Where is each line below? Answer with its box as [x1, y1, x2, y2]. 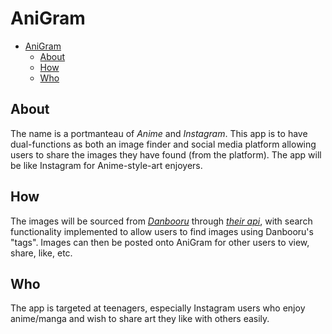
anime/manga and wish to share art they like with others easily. [10, 313, 270, 325]
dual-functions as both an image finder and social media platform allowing [10, 138, 317, 150]
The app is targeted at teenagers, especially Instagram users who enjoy [10, 302, 306, 314]
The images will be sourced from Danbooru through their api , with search [10, 215, 313, 227]
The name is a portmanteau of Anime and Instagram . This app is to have [10, 127, 308, 139]
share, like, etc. [10, 247, 73, 259]
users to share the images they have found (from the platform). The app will [10, 148, 322, 161]
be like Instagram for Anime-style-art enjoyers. [10, 159, 203, 171]
